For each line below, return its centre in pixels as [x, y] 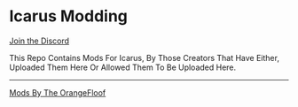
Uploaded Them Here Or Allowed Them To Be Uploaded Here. [123, 67]
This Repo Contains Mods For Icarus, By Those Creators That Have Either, [144, 57]
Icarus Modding [69, 16]
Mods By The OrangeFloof [58, 92]
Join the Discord [39, 41]
